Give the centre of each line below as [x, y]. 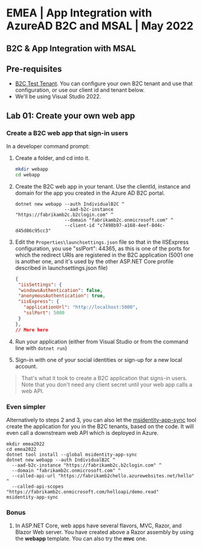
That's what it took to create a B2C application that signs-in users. [104, 378]
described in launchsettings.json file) [61, 268]
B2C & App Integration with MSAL [71, 48]
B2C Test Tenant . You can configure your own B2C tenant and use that [104, 84]
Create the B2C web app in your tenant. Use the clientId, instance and [103, 186]
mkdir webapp [32, 169]
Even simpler [26, 406]
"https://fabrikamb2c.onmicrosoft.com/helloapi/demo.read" [83, 492]
